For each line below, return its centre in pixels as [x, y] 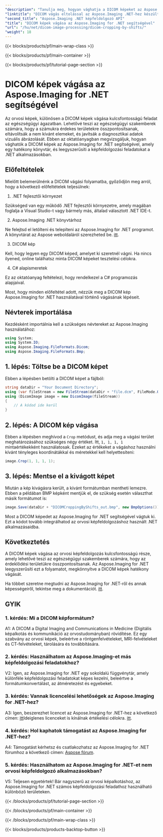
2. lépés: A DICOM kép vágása [52, 425]
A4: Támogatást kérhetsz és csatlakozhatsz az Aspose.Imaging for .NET [77, 747]
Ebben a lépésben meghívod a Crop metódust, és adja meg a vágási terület [80, 436]
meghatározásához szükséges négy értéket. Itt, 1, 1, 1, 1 [64, 442]
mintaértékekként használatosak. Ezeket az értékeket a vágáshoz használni [81, 447]
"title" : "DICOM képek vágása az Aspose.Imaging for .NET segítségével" [80, 23]
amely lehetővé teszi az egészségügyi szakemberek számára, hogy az [75, 559]
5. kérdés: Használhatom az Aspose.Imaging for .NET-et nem [79, 765]
